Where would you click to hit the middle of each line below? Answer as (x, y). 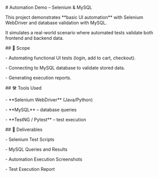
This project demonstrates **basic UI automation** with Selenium (74, 17)
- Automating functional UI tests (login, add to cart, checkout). (71, 58)
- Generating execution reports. (38, 78)
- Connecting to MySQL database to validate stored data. (65, 68)
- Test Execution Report (30, 169)
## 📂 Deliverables (24, 129)
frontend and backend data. (34, 38)
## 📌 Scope (18, 48)
